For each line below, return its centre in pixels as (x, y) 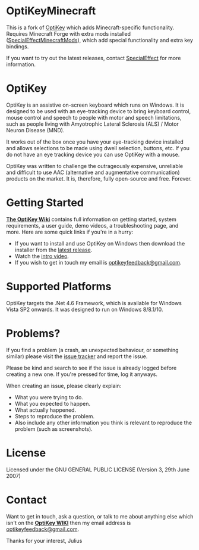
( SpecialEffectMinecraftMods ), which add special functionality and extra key (99, 40)
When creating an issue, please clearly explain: (64, 386)
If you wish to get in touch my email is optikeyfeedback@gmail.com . (98, 262)
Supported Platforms (59, 287)
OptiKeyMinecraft (51, 11)
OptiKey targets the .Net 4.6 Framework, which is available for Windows (94, 303)
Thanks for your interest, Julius (44, 540)
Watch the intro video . (42, 256)
